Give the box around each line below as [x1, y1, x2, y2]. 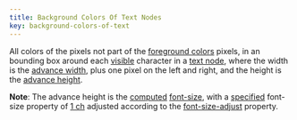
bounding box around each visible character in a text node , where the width [9, 55, 289, 66]
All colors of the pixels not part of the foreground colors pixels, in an [9, 45, 261, 56]
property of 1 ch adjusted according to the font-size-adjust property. [26, 100, 279, 111]
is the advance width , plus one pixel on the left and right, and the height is [9, 64, 282, 76]
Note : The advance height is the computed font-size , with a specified [9, 91, 266, 102]
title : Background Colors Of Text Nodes [9, 12, 163, 22]
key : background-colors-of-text [9, 21, 130, 30]
